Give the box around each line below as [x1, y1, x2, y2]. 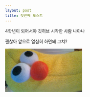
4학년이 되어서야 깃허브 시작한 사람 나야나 [5, 28, 85, 34]
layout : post [5, 8, 32, 13]
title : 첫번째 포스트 [5, 13, 43, 18]
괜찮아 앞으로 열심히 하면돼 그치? [5, 38, 67, 44]
